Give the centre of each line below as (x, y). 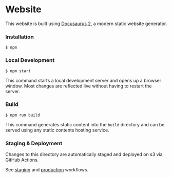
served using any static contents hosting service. (57, 130)
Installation (20, 37)
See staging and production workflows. (47, 170)
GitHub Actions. (22, 160)
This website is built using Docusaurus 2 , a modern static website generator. (86, 24)
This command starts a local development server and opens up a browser (83, 80)
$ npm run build (23, 115)
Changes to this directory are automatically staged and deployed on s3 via (84, 154)
